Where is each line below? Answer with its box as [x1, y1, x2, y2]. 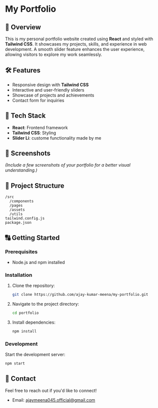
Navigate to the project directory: [12, 301, 79, 307]
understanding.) [5, 168, 38, 173]
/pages [9, 203, 23, 208]
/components [9, 199, 34, 204]
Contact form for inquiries [12, 97, 65, 103]
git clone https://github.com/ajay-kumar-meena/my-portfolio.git [12, 292, 148, 297]
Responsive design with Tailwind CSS [12, 82, 89, 88]
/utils [9, 212, 23, 216]
